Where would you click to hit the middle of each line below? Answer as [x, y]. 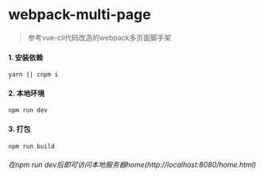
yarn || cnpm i [33, 75]
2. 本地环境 [27, 93]
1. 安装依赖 [26, 57]
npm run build [32, 146]
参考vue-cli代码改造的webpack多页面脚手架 [99, 37]
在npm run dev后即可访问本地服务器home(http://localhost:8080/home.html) [132, 165]
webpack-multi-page [80, 15]
